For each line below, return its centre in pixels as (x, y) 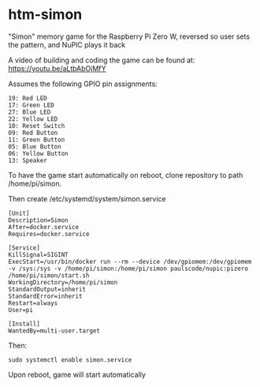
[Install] (24, 324)
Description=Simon (38, 220)
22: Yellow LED (33, 119)
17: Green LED (32, 105)
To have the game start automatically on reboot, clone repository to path (126, 175)
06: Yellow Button (38, 153)
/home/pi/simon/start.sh (49, 275)
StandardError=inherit (45, 296)
